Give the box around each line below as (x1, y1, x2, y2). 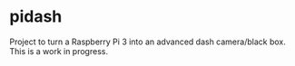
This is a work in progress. (9, 45, 109, 56)
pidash (9, 6, 63, 27)
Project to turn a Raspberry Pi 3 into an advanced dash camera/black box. (9, 36, 286, 47)
